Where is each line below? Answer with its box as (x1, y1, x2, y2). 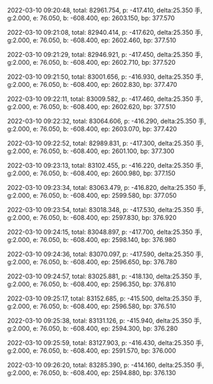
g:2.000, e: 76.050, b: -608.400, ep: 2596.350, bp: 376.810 (7, 280, 176, 288)
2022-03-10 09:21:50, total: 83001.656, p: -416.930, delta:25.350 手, (7, 72, 204, 81)
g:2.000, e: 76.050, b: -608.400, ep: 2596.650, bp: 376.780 (7, 258, 177, 266)
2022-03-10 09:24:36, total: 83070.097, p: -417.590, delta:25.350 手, (7, 250, 204, 258)
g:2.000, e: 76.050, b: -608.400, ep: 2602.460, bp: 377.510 (7, 36, 176, 44)
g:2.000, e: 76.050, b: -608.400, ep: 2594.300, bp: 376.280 (7, 324, 178, 333)
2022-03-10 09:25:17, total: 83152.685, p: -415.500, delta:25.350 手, (7, 294, 202, 303)
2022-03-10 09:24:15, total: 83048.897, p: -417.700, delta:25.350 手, (7, 228, 203, 236)
